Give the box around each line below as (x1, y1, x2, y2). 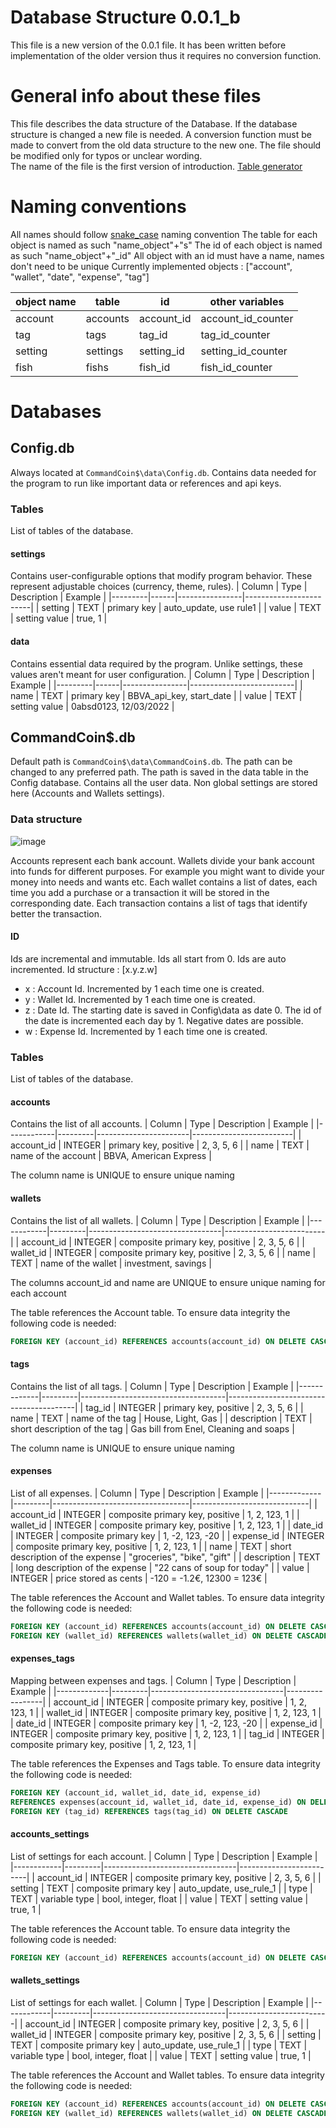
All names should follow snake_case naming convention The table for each (10, 228, 318, 240)
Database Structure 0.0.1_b (10, 6, 241, 29)
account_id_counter (200, 311, 294, 325)
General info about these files (10, 85, 262, 108)
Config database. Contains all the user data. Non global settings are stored (10, 777, 318, 789)
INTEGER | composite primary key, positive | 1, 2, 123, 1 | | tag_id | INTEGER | (10, 1727, 325, 1740)
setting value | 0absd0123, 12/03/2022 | (10, 700, 175, 712)
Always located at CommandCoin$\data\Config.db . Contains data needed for (10, 466, 317, 478)
